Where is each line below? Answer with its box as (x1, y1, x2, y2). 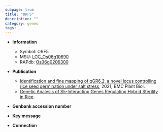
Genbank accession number (12, 103, 71, 109)
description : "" (5, 16, 38, 21)
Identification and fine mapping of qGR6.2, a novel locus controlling (19, 78, 157, 84)
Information (12, 39, 37, 45)
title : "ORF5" (5, 12, 34, 17)
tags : (5, 26, 16, 31)
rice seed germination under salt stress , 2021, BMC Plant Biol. (19, 83, 145, 89)
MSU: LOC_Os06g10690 (19, 54, 69, 60)
